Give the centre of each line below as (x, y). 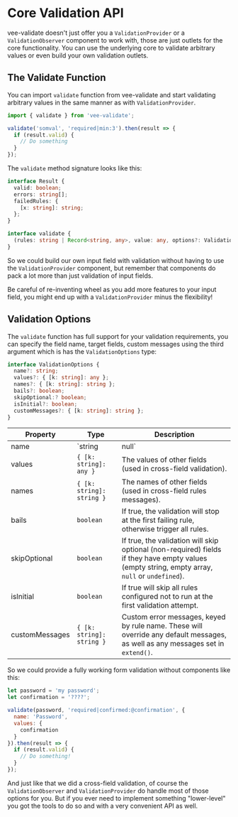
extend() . (137, 653)
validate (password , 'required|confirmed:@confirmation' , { (96, 710)
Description (174, 435)
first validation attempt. (160, 605)
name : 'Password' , (41, 717)
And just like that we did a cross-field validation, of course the (98, 783)
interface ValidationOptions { (53, 364)
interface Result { (36, 181)
